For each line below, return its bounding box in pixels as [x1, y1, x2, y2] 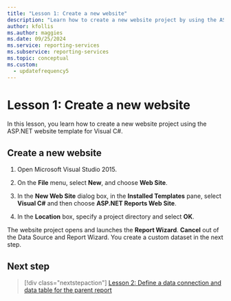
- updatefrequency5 [13, 67, 69, 74]
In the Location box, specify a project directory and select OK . [16, 212, 195, 221]
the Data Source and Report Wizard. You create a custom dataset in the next [7, 233, 223, 241]
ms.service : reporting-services [7, 42, 100, 49]
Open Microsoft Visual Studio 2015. [16, 166, 117, 174]
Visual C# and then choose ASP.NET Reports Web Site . [16, 199, 177, 208]
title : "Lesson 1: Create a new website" [7, 10, 128, 17]
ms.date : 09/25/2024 [7, 36, 67, 43]
